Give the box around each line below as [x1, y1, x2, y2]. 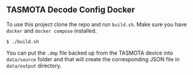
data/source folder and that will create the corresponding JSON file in [6, 55, 180, 62]
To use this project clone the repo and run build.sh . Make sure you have [6, 20, 188, 28]
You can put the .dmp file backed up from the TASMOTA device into [6, 49, 174, 56]
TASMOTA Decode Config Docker [6, 5, 135, 15]
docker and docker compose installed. [6, 27, 97, 34]
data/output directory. [6, 62, 62, 69]
